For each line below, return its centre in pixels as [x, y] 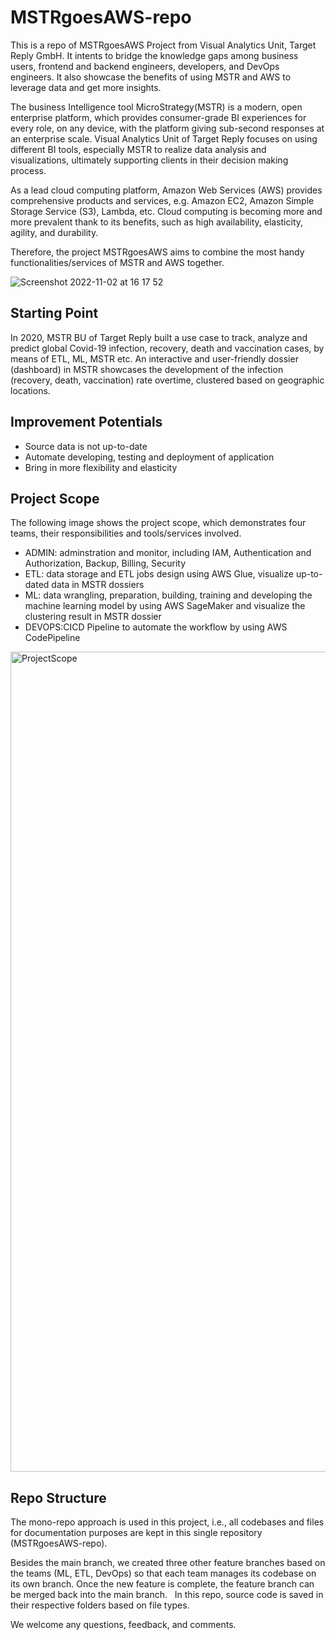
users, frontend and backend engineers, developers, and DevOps [145, 66]
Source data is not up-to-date [86, 446]
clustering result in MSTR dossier [93, 617]
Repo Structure [58, 1497]
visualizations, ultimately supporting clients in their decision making [149, 160]
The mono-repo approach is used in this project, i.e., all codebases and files [167, 1522]
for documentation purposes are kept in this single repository [136, 1533]
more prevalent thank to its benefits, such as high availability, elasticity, [157, 222]
